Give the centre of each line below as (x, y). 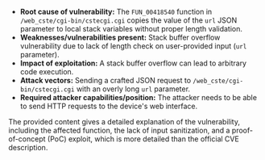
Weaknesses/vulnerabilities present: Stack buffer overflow (120, 37)
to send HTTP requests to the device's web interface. (109, 106)
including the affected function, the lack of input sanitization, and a (119, 130)
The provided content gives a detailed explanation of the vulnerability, (124, 122)
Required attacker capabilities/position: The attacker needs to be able (139, 97)
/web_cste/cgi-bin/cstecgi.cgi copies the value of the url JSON (128, 20)
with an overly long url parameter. (133, 89)
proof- (242, 130)
